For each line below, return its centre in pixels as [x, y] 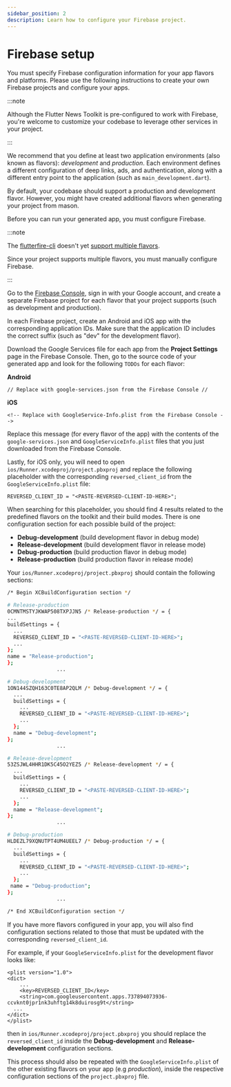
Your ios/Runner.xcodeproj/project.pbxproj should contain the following [111, 573]
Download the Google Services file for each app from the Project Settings [113, 349]
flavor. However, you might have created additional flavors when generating [114, 199]
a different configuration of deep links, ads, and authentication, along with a [115, 170]
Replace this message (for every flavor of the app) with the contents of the [113, 434]
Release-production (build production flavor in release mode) [105, 560]
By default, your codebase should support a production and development [111, 191]
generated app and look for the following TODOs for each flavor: [96, 364]
